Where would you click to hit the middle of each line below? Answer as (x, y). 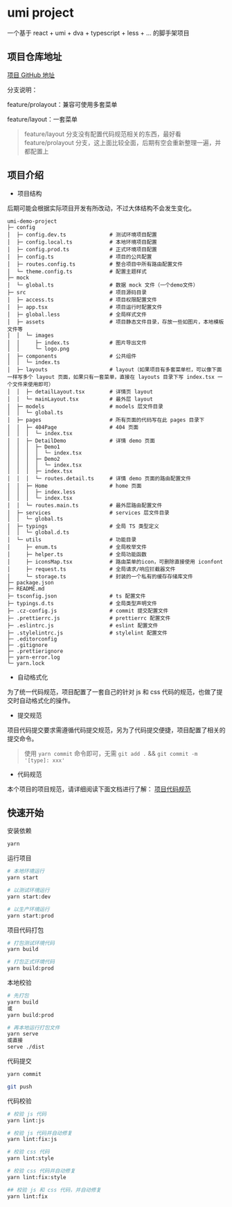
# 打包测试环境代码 (31, 943)
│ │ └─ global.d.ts (38, 532)
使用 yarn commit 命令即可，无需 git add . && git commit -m (111, 753)
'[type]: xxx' (44, 760)
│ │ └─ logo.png (38, 348)
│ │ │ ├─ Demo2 (34, 459)
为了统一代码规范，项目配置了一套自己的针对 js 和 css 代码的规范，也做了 (112, 691)
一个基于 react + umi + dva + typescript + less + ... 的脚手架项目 (98, 33)
